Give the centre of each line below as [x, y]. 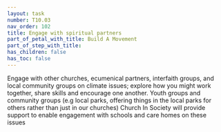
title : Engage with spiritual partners [65, 33]
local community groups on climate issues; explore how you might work [109, 85]
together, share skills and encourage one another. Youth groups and [104, 93]
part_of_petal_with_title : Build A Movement [72, 39]
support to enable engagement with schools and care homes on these [107, 115]
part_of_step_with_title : [44, 46]
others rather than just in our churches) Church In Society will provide [106, 107]
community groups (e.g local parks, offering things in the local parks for [109, 100]
